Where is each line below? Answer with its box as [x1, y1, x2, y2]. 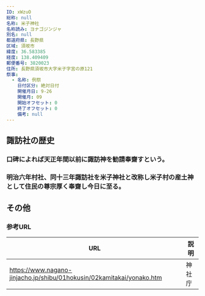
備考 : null [17, 111, 43, 117]
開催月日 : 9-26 [17, 88, 52, 95]
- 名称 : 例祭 [12, 77, 41, 83]
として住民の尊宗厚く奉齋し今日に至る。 [6, 182, 125, 190]
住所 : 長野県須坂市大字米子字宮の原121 [6, 65, 93, 72]
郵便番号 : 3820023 [6, 60, 50, 66]
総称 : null [6, 15, 32, 21]
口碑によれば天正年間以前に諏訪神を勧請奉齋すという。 [6, 155, 169, 164]
